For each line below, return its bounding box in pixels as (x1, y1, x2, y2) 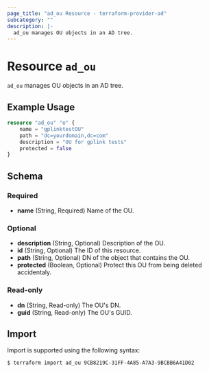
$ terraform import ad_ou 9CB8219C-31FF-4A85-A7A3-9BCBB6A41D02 (7, 359, 195, 367)
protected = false (19, 145, 72, 152)
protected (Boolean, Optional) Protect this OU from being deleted (16, 261, 202, 269)
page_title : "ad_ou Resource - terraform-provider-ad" (7, 10, 167, 17)
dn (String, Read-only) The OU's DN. (16, 301, 121, 309)
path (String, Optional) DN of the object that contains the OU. (16, 254, 190, 262)
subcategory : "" (7, 16, 53, 23)
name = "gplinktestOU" (19, 125, 84, 132)
